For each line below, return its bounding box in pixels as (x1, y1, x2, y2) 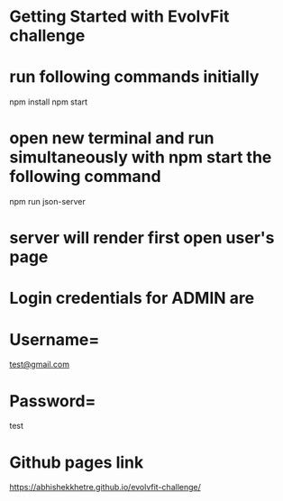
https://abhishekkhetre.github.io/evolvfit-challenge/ (9, 482, 201, 493)
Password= (9, 390, 96, 411)
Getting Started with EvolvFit (9, 6, 230, 27)
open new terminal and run (9, 128, 215, 149)
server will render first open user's (9, 228, 275, 249)
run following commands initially (9, 67, 260, 87)
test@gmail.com (9, 359, 70, 370)
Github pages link (9, 452, 144, 472)
